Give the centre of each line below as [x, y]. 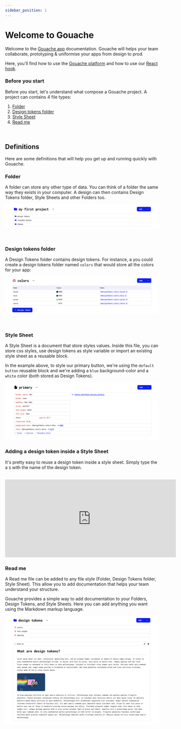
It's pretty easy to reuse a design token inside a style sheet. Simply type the [81, 462]
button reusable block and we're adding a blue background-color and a [77, 371]
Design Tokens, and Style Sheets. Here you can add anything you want [76, 604]
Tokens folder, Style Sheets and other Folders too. [55, 197]
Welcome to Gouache [50, 35]
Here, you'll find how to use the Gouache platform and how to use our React [81, 63]
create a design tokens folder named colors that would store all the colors [80, 265]
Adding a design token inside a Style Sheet [57, 451]
